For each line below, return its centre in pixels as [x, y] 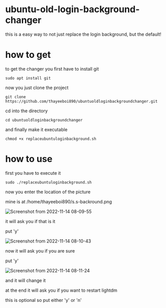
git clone [16, 97]
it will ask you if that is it [30, 221]
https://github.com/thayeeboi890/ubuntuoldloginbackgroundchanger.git [81, 101]
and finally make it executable [36, 129]
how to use [29, 159]
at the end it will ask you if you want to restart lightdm [61, 290]
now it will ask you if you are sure [40, 251]
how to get [28, 55]
